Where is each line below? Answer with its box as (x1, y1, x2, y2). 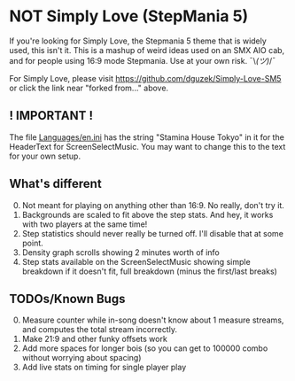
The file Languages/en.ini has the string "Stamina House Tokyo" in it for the (9, 131, 285, 143)
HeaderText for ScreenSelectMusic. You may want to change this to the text (9, 141, 286, 152)
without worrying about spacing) (21, 353, 142, 363)
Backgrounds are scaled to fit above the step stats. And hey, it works (21, 209, 274, 220)
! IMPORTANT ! (9, 108, 94, 123)
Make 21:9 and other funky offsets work (21, 334, 168, 345)
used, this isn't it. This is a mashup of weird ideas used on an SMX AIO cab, (9, 44, 285, 55)
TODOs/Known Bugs (9, 291, 126, 307)
